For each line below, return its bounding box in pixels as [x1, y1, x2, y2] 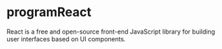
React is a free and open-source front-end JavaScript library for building [6, 27, 216, 36]
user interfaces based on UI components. [6, 34, 126, 43]
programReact [6, 4, 92, 20]
